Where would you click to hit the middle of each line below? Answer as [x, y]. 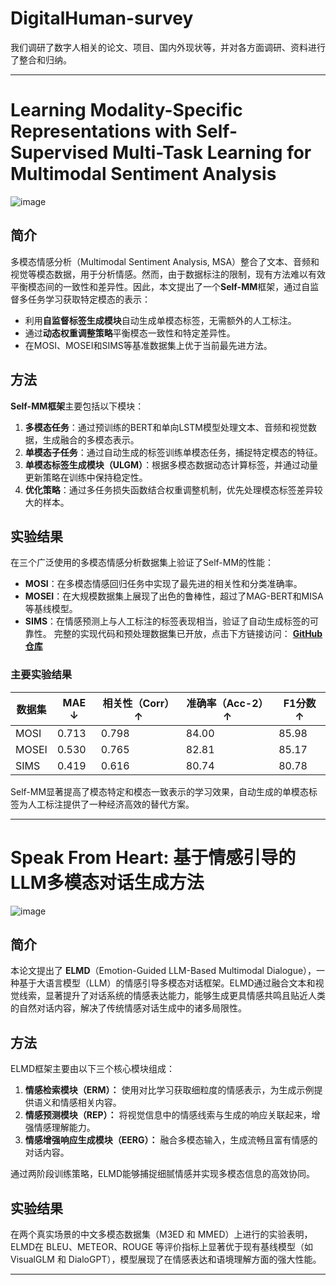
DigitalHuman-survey [102, 18]
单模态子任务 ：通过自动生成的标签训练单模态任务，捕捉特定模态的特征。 [173, 452]
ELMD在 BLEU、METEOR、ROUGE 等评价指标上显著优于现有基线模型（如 [162, 1246]
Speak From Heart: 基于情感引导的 [153, 857]
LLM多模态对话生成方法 [107, 882]
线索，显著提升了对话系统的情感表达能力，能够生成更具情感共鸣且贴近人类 [172, 996]
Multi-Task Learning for [211, 153]
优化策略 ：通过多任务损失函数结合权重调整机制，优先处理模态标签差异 [169, 489]
